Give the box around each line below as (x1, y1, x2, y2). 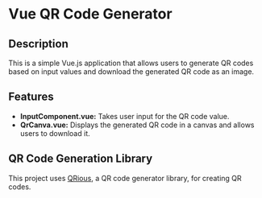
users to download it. (19, 128, 90, 138)
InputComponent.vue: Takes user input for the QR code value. (19, 111, 230, 121)
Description (8, 37, 69, 51)
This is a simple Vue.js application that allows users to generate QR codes (8, 58, 254, 68)
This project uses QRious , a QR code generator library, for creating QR (8, 173, 242, 183)
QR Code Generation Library (8, 152, 153, 166)
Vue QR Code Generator (8, 5, 173, 23)
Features (8, 90, 54, 104)
